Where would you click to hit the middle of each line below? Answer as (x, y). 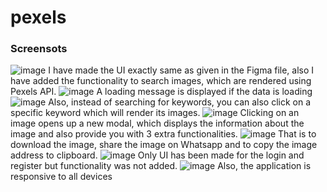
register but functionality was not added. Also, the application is (161, 166)
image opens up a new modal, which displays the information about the (157, 123)
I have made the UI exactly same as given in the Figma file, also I (181, 70)
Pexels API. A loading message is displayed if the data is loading (161, 92)
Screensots (39, 49)
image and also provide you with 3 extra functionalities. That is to (163, 134)
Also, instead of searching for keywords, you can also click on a (180, 102)
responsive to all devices (61, 177)
